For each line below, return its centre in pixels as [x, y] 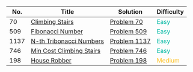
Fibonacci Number [57, 31]
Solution [130, 12]
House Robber [51, 60]
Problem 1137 [130, 41]
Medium [168, 60]
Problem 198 [128, 60]
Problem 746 [128, 51]
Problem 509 [128, 31]
